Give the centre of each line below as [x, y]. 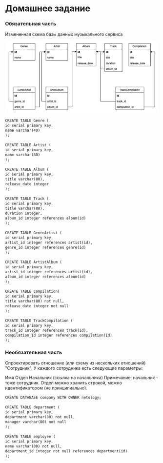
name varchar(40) [23, 130]
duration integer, [24, 213]
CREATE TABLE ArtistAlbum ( [34, 262]
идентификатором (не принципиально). [46, 388]
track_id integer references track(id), [47, 330]
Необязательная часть [34, 352]
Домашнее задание [48, 9]
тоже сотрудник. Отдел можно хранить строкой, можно [63, 382]
